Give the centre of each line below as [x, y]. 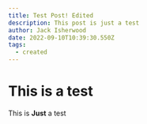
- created [31, 52]
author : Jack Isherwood [47, 30]
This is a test [51, 91]
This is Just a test [37, 113]
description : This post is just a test [74, 23]
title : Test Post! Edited [51, 15]
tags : [17, 45]
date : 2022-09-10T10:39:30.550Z [61, 38]
